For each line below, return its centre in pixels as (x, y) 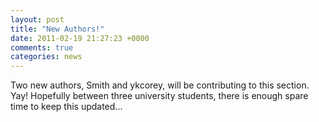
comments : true (42, 47)
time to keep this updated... (66, 107)
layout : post (37, 19)
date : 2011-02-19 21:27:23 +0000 (80, 38)
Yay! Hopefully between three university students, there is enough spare (159, 96)
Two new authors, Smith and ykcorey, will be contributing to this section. (160, 85)
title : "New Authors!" (57, 29)
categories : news (46, 57)
